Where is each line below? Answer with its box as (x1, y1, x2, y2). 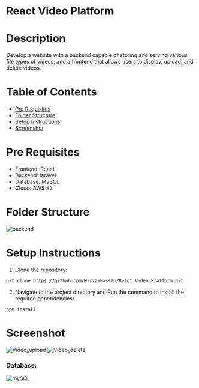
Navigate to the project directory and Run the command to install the (14, 288, 185, 296)
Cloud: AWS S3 (14, 184, 53, 192)
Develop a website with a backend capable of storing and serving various (6, 52, 188, 59)
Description (6, 32, 66, 46)
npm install (6, 306, 36, 312)
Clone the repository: (14, 266, 68, 273)
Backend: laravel (14, 172, 56, 178)
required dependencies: (14, 294, 74, 302)
